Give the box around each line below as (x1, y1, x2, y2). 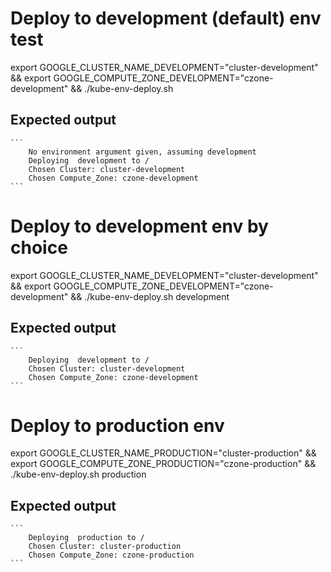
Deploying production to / (28, 533, 145, 543)
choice (10, 236, 68, 259)
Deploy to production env (10, 414, 225, 437)
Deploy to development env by (10, 215, 269, 237)
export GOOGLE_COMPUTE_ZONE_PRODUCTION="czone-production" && (10, 458, 317, 470)
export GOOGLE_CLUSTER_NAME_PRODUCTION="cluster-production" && (10, 447, 317, 459)
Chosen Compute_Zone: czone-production (28, 550, 195, 561)
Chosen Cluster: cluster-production (28, 542, 182, 552)
